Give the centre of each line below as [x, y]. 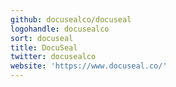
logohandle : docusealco [60, 29]
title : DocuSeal [44, 47]
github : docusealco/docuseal [71, 19]
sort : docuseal [42, 38]
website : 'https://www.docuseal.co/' [89, 66]
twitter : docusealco [53, 57]
